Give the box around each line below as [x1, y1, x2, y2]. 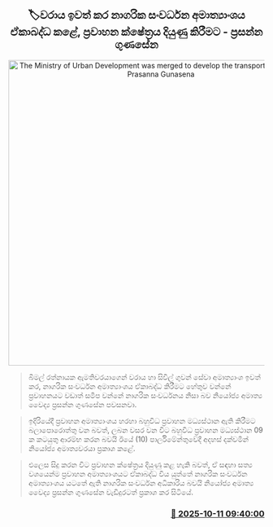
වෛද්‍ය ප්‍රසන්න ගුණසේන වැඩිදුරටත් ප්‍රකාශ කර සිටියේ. [28, 487, 193, 497]
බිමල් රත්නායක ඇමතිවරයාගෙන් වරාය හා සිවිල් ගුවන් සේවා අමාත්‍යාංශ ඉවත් [28, 371, 262, 382]
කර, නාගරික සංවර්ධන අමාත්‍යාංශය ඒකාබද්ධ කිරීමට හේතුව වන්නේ [28, 381, 232, 391]
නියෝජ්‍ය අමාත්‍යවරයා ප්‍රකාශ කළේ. [28, 443, 136, 453]
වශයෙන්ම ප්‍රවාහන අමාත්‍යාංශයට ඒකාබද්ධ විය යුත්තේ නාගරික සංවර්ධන [28, 468, 248, 478]
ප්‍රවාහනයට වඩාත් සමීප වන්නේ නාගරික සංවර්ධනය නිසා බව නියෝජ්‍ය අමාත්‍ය [28, 390, 262, 400]
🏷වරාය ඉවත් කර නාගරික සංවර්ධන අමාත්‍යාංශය [28, 8, 245, 22]
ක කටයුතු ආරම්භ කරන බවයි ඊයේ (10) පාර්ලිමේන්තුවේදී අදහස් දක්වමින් [28, 434, 249, 444]
